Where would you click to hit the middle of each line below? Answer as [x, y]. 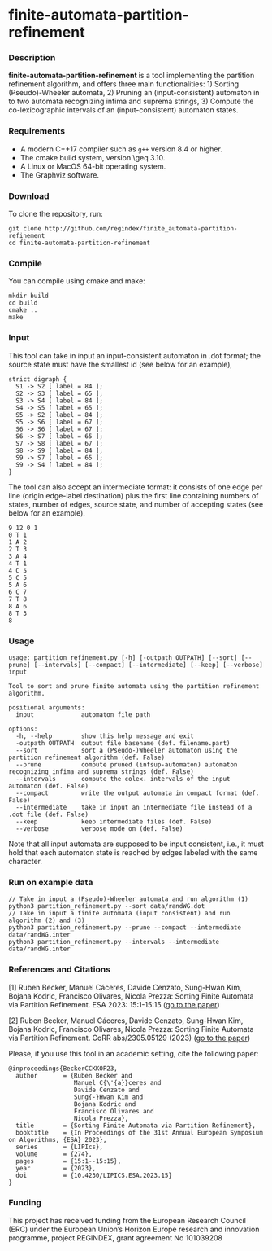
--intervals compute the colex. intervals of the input [123, 779]
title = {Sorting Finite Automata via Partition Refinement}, [136, 1126]
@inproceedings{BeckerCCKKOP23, [63, 1069]
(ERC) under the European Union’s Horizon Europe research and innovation [134, 1229]
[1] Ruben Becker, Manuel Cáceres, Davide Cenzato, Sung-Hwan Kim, [125, 987]
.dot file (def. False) [49, 814]
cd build [23, 303]
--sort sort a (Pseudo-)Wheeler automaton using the [127, 750]
